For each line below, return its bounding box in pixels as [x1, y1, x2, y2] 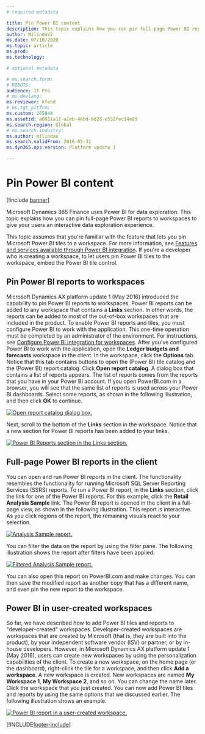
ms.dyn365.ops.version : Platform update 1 [6, 144, 116, 150]
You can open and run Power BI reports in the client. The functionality [6, 473, 182, 480]
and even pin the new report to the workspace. [6, 585, 124, 593]
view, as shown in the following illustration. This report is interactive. [20, 505, 192, 513]
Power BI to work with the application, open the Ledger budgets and [6, 345, 179, 352]
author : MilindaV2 [6, 31, 53, 37]
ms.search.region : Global [6, 122, 72, 128]
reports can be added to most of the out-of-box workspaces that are [6, 313, 179, 320]
